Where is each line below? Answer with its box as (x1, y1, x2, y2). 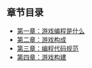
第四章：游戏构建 (16, 53, 67, 61)
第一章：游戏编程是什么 (16, 27, 85, 35)
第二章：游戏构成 (16, 35, 67, 43)
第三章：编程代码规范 (16, 44, 79, 53)
